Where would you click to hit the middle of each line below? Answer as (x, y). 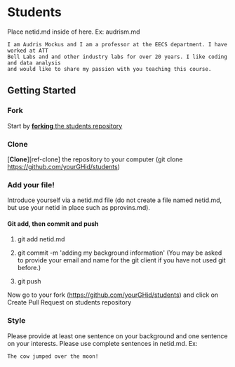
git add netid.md (41, 239)
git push (29, 281)
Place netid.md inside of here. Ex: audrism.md (74, 32)
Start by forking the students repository (65, 126)
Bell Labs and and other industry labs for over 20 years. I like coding (117, 57)
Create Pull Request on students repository (69, 302)
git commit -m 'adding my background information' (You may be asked (120, 253)
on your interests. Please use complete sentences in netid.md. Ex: (102, 343)
